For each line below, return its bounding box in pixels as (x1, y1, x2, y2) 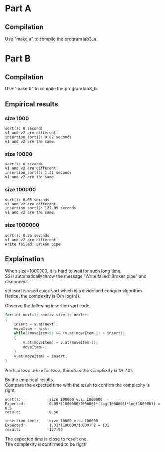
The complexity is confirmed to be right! (5, 441, 87, 447)
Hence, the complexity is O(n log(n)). (5, 293, 81, 299)
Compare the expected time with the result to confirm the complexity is (5, 382, 150, 388)
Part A (5, 3, 31, 14)
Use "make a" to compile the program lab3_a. (5, 36, 98, 41)
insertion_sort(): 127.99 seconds (5, 206, 77, 211)
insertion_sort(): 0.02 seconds (5, 134, 72, 140)
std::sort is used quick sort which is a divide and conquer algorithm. (5, 288, 143, 294)
